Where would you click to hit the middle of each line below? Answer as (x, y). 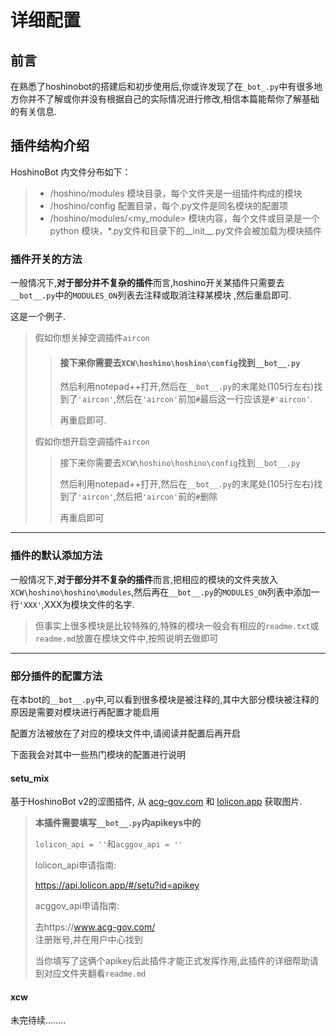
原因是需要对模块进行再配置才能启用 (85, 712)
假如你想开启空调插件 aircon (92, 442)
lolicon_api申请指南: (75, 865)
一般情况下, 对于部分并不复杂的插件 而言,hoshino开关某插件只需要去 (147, 283)
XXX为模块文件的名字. (89, 604)
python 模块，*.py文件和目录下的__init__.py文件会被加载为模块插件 (186, 230)
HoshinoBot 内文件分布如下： (71, 172)
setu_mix (30, 778)
